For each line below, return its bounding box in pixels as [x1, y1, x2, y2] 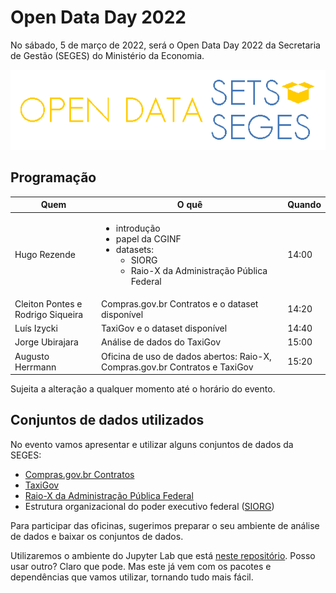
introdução [115, 222, 161, 234]
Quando [287, 199, 322, 211]
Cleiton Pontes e [14, 297, 83, 310]
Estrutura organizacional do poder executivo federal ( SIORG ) [24, 500, 275, 512]
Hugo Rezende [14, 249, 76, 260]
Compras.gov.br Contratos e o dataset [101, 297, 259, 310]
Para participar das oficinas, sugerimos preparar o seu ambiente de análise [10, 519, 320, 531]
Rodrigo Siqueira [14, 308, 84, 320]
